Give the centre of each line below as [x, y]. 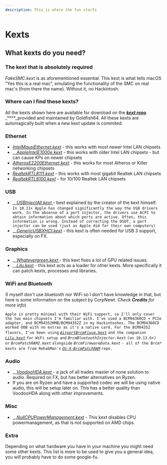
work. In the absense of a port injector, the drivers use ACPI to [84, 213]
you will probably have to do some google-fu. [52, 457]
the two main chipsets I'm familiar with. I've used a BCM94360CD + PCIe [83, 318]
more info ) [16, 305]
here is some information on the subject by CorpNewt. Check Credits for [80, 299]
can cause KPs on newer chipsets [47, 157]
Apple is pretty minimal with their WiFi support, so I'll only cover [80, 314]
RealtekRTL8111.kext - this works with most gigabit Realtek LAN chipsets [87, 173]
